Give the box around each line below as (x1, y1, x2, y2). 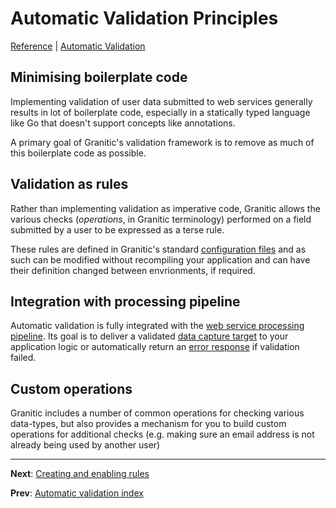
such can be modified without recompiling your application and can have (10, 253, 311, 266)
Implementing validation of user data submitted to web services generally (10, 95, 313, 107)
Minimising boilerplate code (10, 69, 188, 86)
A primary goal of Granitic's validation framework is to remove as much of (10, 136, 315, 148)
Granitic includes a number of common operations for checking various (10, 407, 305, 419)
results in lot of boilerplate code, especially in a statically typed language (10, 106, 311, 118)
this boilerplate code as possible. (10, 147, 147, 159)
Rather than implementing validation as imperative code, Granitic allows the (10, 202, 321, 214)
